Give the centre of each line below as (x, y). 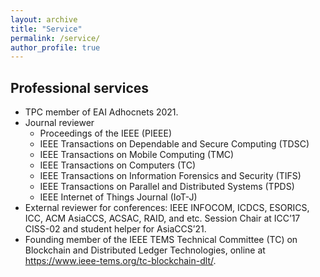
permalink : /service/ (55, 38)
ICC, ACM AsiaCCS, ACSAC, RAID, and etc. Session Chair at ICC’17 (162, 218)
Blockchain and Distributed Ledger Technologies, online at (145, 250)
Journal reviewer (59, 123)
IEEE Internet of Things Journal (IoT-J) (118, 197)
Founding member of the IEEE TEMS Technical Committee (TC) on (161, 240)
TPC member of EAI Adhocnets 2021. (101, 112)
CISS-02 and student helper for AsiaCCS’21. (115, 229)
